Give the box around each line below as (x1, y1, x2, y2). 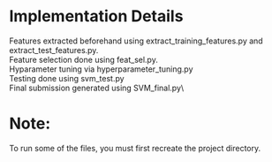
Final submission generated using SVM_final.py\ (9, 82, 185, 93)
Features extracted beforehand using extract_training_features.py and (9, 35, 263, 46)
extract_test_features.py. (9, 44, 99, 55)
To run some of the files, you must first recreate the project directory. (9, 143, 261, 153)
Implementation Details (9, 6, 184, 27)
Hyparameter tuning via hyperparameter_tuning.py (9, 64, 193, 74)
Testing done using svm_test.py (9, 73, 125, 83)
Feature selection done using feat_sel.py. (9, 54, 159, 65)
